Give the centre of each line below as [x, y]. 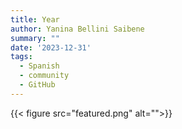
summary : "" [35, 38]
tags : [21, 57]
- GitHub [37, 85]
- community [44, 76]
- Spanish [39, 66]
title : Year [35, 19]
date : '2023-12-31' [51, 47]
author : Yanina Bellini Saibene [77, 29]
